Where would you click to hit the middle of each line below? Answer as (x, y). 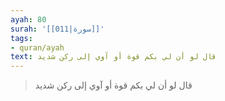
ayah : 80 (28, 19)
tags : (21, 38)
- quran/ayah (37, 47)
